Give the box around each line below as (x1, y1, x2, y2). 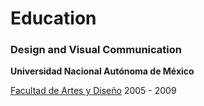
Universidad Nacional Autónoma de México (10, 65, 195, 77)
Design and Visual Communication (10, 43, 182, 57)
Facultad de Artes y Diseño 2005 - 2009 (10, 85, 177, 97)
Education (10, 7, 97, 30)
